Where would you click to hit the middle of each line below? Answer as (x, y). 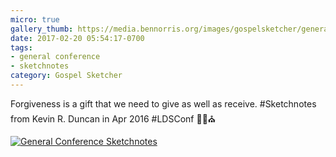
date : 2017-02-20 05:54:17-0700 (77, 38)
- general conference (55, 57)
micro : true (35, 19)
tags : (21, 47)
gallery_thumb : (42, 29)
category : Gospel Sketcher (66, 76)
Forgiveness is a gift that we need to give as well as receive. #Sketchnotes (163, 103)
